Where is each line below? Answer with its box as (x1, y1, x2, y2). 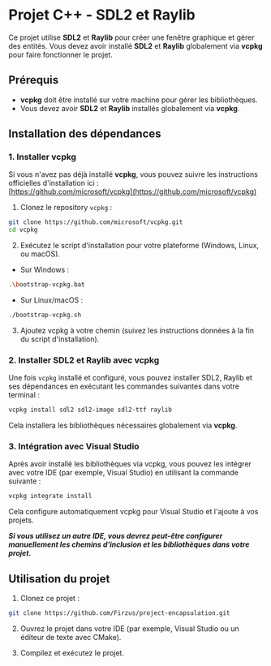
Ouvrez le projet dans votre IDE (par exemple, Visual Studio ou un (19, 623, 239, 634)
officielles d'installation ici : (8, 178, 99, 188)
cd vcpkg (8, 226, 38, 234)
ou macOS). (19, 249, 61, 259)
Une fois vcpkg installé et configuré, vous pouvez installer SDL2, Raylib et (8, 373, 253, 383)
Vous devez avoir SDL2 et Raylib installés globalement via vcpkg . (19, 103, 240, 113)
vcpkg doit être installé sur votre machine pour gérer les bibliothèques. (19, 95, 258, 105)
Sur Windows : (19, 265, 70, 275)
